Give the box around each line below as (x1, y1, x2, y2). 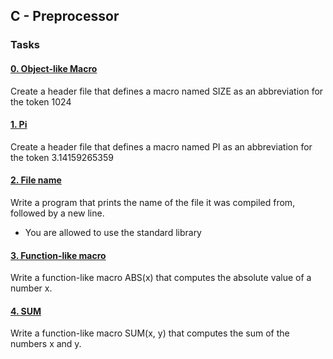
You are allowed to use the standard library (24, 226, 202, 238)
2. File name (10, 174, 62, 186)
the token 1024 (10, 95, 72, 108)
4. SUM (10, 305, 42, 317)
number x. (10, 282, 53, 294)
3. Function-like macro (10, 249, 107, 261)
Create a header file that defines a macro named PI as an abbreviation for (10, 140, 313, 153)
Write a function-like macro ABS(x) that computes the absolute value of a (10, 272, 312, 284)
